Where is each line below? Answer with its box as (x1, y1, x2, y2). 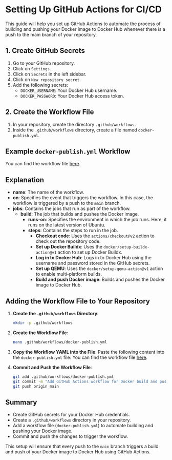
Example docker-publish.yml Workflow (5, 147, 131, 156)
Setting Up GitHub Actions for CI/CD (5, 4, 162, 15)
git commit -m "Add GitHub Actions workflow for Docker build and (12, 379, 158, 384)
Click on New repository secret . (12, 76, 81, 83)
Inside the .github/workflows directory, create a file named (12, 127, 137, 133)
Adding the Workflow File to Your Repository (5, 297, 150, 305)
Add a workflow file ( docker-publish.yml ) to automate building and (12, 423, 154, 429)
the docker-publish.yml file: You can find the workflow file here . (12, 354, 147, 360)
